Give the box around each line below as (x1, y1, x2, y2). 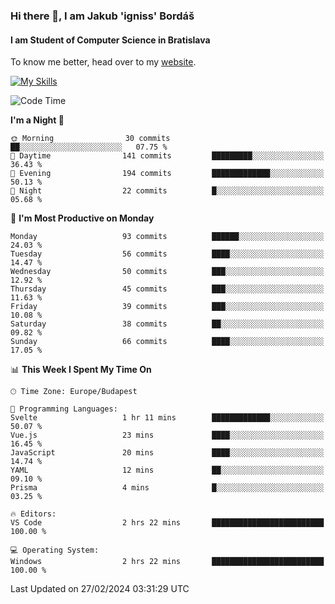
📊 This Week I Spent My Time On (10, 364, 152, 376)
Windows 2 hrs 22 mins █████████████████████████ (10, 557, 325, 567)
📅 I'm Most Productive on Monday (10, 212, 155, 224)
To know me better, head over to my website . (10, 56, 197, 68)
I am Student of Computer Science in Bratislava (10, 34, 211, 46)
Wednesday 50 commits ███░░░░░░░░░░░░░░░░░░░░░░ (10, 267, 325, 277)
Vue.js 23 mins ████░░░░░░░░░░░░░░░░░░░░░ (10, 430, 325, 441)
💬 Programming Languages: (10, 404, 118, 414)
